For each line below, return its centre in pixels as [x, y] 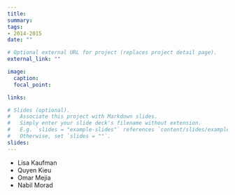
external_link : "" [34, 59]
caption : [26, 78]
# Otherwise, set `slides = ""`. [59, 136]
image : [17, 72]
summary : [20, 20]
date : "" [20, 40]
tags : [15, 27]
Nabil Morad [35, 185]
